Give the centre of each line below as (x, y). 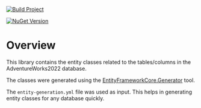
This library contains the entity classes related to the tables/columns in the (99, 62)
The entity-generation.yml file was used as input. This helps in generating (99, 92)
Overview (31, 46)
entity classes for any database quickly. (55, 98)
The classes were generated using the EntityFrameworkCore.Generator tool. (101, 80)
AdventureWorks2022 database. (47, 68)
